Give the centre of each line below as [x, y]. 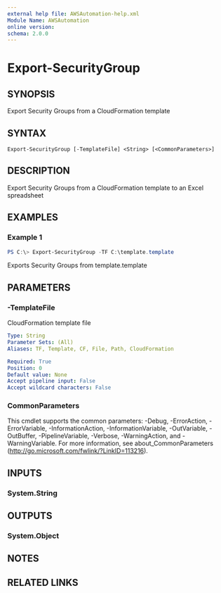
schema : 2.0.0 [28, 33]
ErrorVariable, [27, 428]
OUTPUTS [30, 516]
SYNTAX [27, 133]
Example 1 [25, 238]
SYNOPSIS [31, 94]
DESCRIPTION [39, 171]
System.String [33, 493]
